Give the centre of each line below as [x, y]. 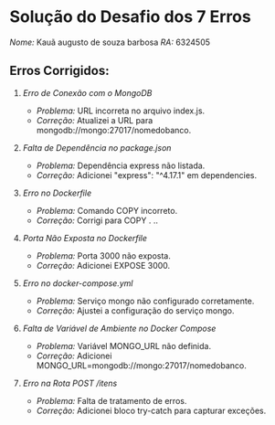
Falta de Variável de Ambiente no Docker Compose [119, 328]
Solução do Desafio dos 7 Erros [130, 17]
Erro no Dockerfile [57, 193]
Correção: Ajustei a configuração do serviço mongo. [135, 310]
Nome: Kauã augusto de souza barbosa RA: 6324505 [110, 42]
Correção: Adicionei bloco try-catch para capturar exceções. [151, 410]
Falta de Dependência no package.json [97, 147]
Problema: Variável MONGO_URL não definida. [124, 345]
